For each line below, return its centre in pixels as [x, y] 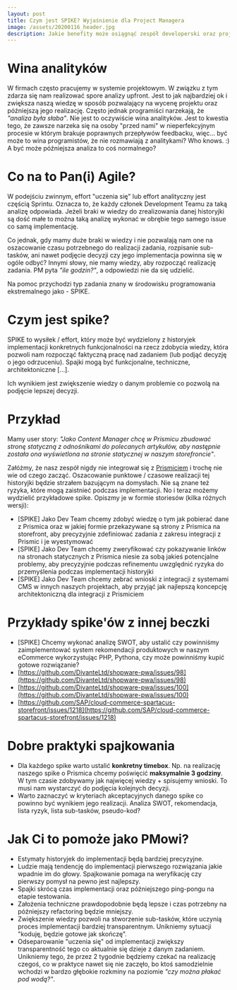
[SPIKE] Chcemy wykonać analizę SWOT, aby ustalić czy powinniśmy [119, 642]
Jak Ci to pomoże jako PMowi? [98, 839]
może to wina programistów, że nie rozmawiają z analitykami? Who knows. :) [119, 141]
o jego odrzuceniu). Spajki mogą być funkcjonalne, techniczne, [99, 362]
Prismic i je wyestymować [55, 541]
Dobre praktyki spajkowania [91, 746]
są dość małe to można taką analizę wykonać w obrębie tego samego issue [117, 219]
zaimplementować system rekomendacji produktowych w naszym [113, 650]
